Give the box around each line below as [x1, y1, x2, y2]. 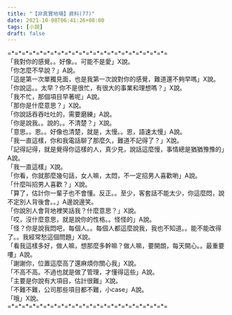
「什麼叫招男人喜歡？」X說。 [7, 180, 92, 189]
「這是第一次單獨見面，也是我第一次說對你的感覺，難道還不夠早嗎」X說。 [7, 75, 220, 83]
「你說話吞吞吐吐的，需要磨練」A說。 [7, 110, 116, 119]
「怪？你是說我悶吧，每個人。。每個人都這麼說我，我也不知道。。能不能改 [7, 224, 215, 232]
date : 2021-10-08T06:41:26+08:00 [7, 17, 105, 24]
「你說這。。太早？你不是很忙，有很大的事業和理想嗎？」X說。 [7, 83, 187, 92]
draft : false [7, 29, 45, 37]
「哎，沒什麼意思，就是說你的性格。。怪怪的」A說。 [7, 215, 156, 224]
